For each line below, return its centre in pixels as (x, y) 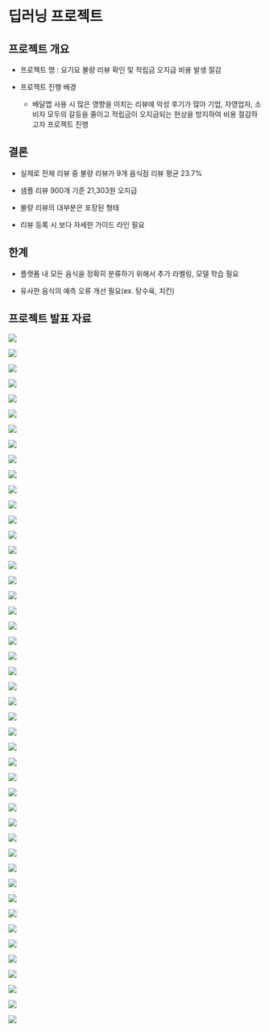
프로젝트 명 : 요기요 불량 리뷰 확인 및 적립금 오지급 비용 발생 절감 (120, 70)
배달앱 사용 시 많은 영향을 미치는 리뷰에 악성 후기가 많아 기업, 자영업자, (143, 104)
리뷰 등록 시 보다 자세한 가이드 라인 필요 (82, 224)
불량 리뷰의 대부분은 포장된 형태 (69, 208)
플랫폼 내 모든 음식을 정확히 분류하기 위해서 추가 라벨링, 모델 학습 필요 (129, 273)
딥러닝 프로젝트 (56, 17)
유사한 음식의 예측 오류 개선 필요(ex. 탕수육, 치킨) (97, 291)
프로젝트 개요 (39, 49)
